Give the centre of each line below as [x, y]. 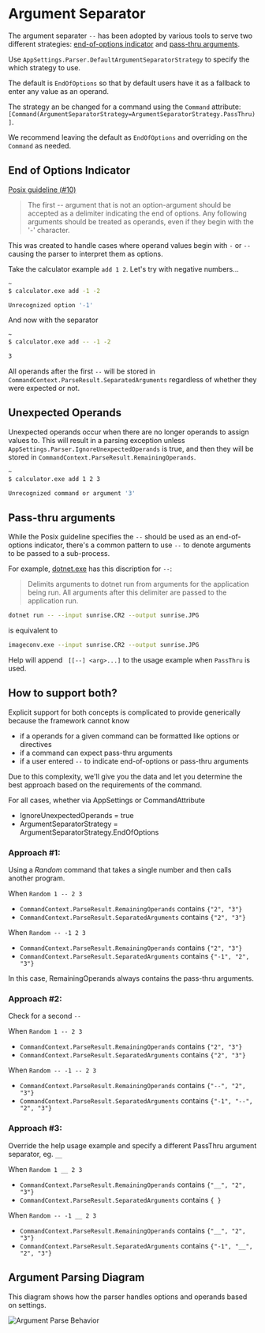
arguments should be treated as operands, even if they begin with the [140, 221]
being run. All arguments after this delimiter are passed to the [127, 592]
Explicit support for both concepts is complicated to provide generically [124, 712]
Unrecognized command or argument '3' [72, 493]
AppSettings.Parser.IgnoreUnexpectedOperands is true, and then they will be [131, 449]
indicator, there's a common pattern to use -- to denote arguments [142, 545]
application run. [53, 601]
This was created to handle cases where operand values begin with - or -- [129, 245]
